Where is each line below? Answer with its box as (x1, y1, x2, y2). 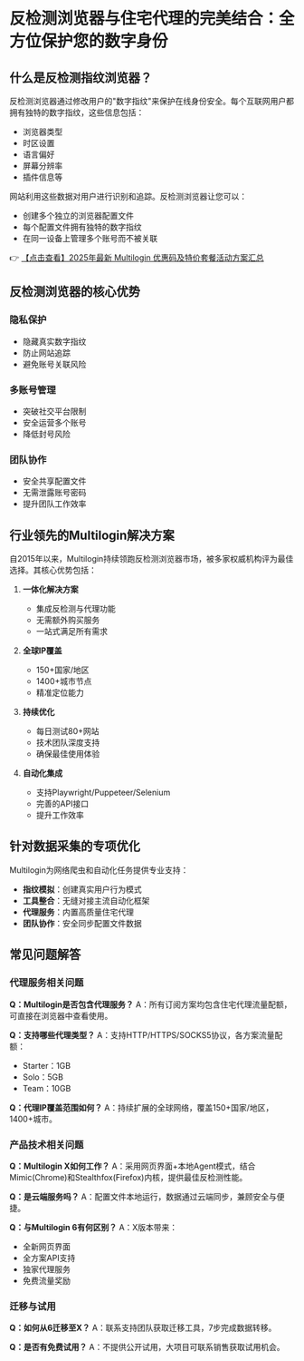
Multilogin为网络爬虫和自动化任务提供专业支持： (9, 864, 189, 876)
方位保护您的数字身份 (9, 31, 169, 52)
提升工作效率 (35, 809, 84, 821)
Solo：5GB (22, 1072, 63, 1082)
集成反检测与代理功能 (35, 603, 116, 614)
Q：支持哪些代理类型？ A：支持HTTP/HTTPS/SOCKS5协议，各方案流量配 (9, 1029, 283, 1040)
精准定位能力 (35, 687, 84, 699)
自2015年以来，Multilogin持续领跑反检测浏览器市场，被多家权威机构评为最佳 (9, 553, 294, 564)
